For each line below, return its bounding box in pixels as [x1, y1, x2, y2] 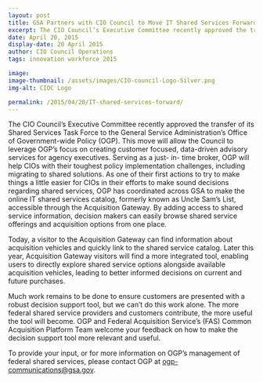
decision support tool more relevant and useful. [8, 333, 161, 343]
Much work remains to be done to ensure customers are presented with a [8, 292, 245, 301]
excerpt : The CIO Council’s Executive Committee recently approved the [8, 26, 247, 34]
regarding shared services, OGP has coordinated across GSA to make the [8, 186, 245, 196]
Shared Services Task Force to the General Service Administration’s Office [8, 128, 248, 137]
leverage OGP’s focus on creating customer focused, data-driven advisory [8, 144, 248, 154]
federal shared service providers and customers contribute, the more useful [8, 308, 253, 318]
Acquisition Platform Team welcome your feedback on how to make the [8, 325, 239, 334]
